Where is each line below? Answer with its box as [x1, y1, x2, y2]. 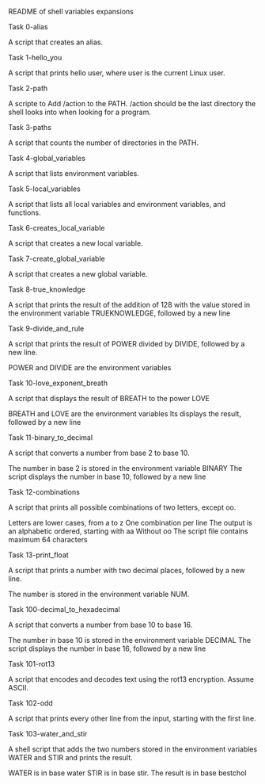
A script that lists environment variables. [8, 169, 140, 178]
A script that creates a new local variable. [8, 239, 144, 248]
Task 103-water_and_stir [8, 729, 88, 738]
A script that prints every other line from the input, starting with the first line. [8, 713, 256, 723]
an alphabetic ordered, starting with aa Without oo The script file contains [8, 526, 248, 536]
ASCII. [8, 683, 29, 692]
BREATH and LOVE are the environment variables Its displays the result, [8, 409, 241, 419]
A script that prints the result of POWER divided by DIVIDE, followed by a [8, 339, 245, 348]
